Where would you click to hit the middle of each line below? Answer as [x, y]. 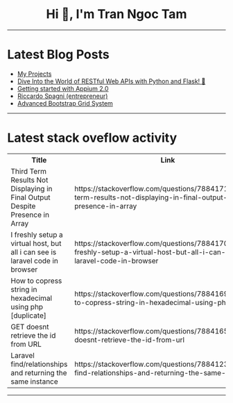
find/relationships [39, 364]
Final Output [31, 197]
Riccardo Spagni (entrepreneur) [62, 96]
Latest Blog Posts [58, 55]
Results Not [29, 180]
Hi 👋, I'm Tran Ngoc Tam [116, 14]
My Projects [34, 74]
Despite [23, 206]
